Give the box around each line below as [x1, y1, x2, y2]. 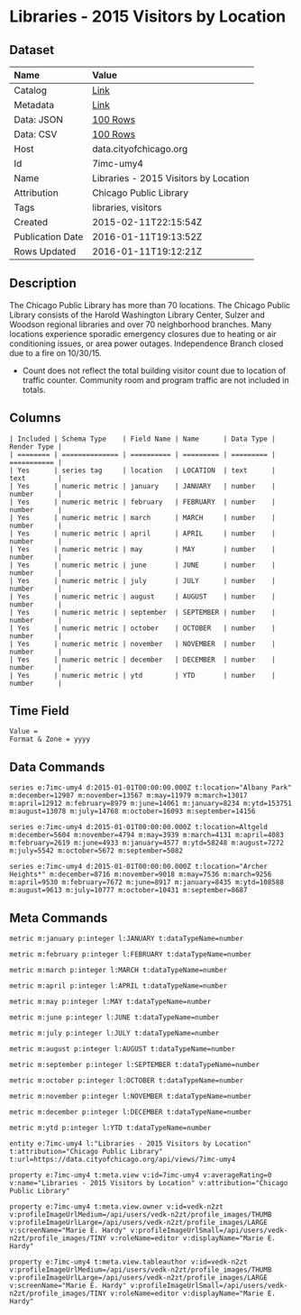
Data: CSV [14, 128, 58, 141]
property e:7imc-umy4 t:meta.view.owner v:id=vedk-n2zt [9, 1202, 223, 1211]
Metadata [14, 99, 55, 111]
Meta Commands [9, 910, 108, 926]
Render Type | [9, 442, 63, 452]
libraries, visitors [91, 201, 162, 214]
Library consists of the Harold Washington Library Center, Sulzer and [9, 309, 266, 320]
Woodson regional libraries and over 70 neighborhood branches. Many [9, 318, 272, 330]
